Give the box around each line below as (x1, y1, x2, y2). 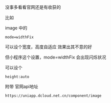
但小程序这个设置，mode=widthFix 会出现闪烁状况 (5, 54, 107, 60)
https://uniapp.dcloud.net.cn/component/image (5, 93, 102, 98)
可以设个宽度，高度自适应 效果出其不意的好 (5, 44, 92, 50)
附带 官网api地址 (5, 83, 38, 89)
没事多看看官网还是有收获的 (5, 4, 61, 10)
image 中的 (5, 25, 28, 31)
